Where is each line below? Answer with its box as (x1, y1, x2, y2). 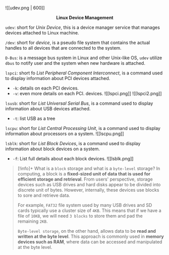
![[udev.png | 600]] (5, 5, 45, 11)
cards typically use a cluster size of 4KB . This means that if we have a (17, 207, 161, 214)
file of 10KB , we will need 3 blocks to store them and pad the (17, 213, 143, 219)
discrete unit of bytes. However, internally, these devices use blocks (17, 187, 159, 193)
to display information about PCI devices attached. (5, 75, 110, 81)
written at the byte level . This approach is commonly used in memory (17, 233, 164, 239)
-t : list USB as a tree (12, 115, 55, 121)
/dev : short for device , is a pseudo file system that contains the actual (5, 39, 150, 46)
